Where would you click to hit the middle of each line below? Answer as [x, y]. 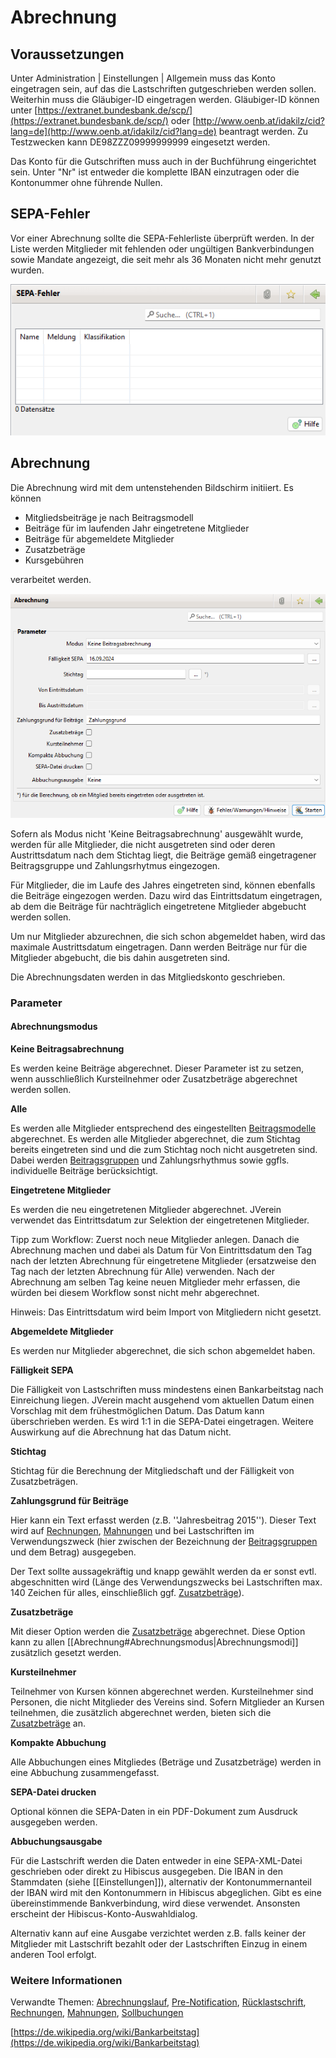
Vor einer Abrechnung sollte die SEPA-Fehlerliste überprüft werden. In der [162, 238]
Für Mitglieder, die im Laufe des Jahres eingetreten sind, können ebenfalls [163, 885]
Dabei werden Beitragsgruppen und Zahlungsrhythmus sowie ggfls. [150, 1160]
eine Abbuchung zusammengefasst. [85, 1772]
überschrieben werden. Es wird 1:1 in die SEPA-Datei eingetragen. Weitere [162, 1421]
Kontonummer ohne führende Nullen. [86, 182]
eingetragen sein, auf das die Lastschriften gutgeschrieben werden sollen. [163, 89]
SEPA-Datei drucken [53, 1792]
